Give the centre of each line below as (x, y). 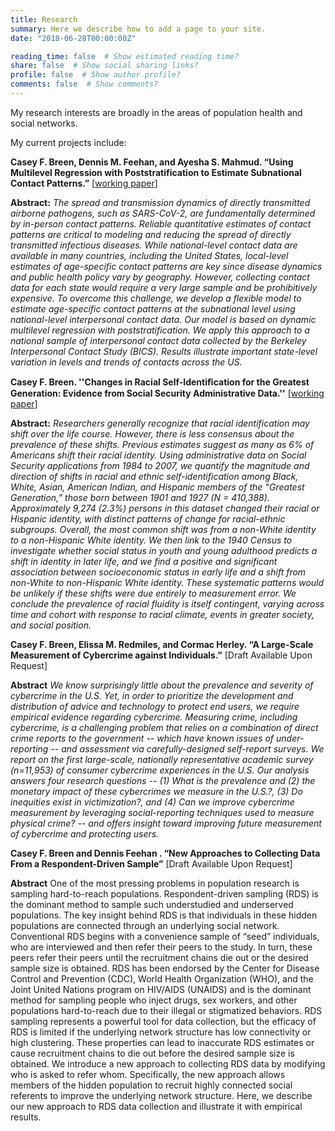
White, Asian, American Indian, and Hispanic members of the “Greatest (157, 487)
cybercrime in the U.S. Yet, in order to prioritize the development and (152, 695)
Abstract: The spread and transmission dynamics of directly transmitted (160, 202)
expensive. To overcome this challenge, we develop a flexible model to (156, 298)
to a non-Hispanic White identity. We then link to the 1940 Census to (151, 540)
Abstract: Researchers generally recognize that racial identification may (160, 423)
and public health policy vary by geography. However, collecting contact (160, 277)
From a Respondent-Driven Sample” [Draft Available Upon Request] (151, 863)
